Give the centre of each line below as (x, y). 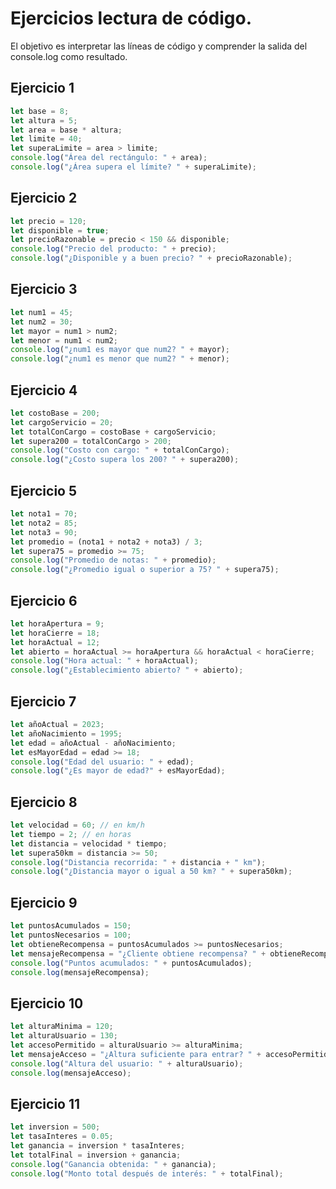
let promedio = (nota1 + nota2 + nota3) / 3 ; (106, 542)
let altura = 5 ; (44, 120)
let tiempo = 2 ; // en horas (71, 834)
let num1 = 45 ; (42, 312)
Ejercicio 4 (44, 390)
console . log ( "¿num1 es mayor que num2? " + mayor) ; (120, 350)
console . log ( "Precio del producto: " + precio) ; (113, 249)
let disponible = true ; (60, 230)
